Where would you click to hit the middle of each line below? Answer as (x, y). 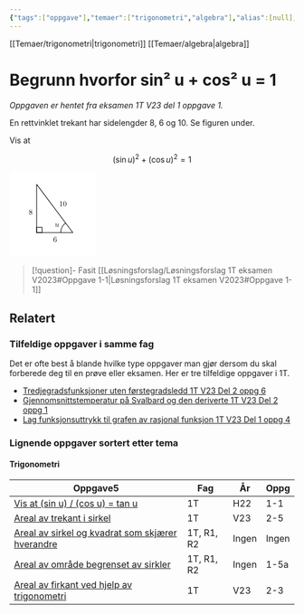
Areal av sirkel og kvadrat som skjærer (95, 533)
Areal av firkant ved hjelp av (73, 585)
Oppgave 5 (96, 488)
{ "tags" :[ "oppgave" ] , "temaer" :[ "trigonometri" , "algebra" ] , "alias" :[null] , (153, 18)
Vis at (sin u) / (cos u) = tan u (76, 504)
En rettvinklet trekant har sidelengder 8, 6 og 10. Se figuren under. (132, 122)
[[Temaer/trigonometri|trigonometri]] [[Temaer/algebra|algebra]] (129, 43)
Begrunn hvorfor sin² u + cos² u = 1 (143, 80)
